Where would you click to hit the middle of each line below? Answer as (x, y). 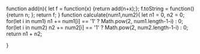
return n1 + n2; (24, 34)
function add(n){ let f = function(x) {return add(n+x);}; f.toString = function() (100, 9)
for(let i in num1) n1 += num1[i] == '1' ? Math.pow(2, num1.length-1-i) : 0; (95, 21)
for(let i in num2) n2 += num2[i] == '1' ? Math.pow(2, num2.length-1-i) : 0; (97, 27)
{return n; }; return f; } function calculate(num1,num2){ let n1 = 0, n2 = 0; (95, 15)
